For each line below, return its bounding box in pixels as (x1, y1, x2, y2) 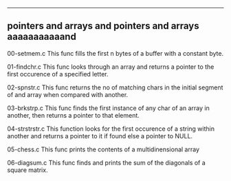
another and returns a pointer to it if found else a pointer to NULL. (7, 131, 193, 140)
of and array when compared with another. (7, 90, 129, 98)
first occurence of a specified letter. (7, 70, 109, 78)
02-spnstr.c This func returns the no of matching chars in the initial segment (7, 83, 223, 92)
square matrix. (7, 166, 48, 174)
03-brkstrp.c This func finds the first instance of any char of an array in (7, 104, 210, 112)
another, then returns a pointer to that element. (7, 111, 140, 119)
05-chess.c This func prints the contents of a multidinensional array (7, 145, 200, 153)
